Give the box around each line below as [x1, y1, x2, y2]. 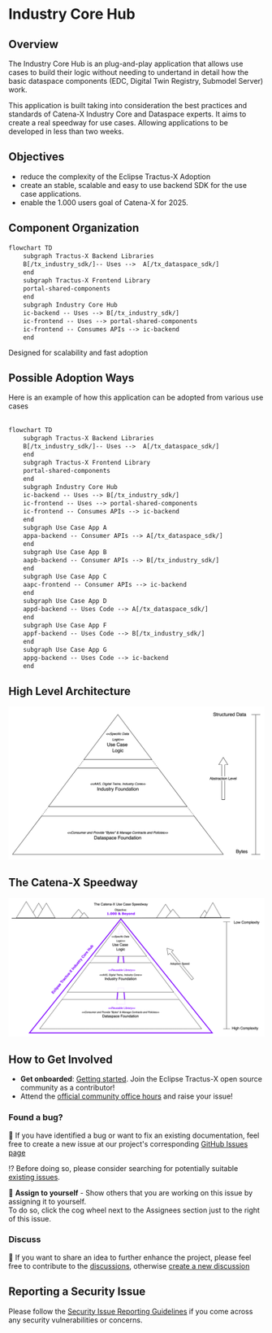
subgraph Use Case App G [23, 646, 107, 654]
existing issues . [8, 1172, 61, 1182]
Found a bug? [8, 1112, 63, 1123]
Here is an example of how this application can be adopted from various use [8, 392, 264, 403]
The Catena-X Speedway [8, 876, 138, 889]
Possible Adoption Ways [8, 371, 135, 385]
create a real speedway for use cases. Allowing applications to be [8, 118, 229, 127]
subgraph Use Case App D [23, 597, 107, 605]
